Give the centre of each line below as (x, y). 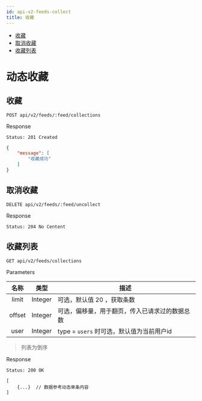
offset (17, 315)
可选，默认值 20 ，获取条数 (96, 299)
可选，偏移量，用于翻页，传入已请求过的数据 (121, 311)
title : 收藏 (20, 17)
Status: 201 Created (32, 137)
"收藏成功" (40, 159)
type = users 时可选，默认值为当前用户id (115, 331)
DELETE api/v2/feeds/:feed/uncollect (54, 204)
